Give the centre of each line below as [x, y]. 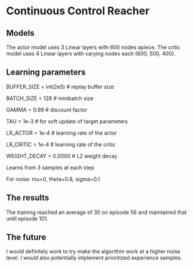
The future [26, 237]
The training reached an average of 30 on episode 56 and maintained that [96, 212]
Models [20, 33]
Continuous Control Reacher [78, 11]
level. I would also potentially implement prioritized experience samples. [94, 258]
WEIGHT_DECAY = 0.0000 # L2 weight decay [62, 156]
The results [28, 198]
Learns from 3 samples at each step [50, 167]
